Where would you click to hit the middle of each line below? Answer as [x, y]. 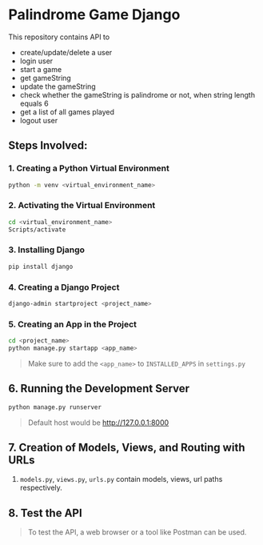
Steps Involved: [48, 146]
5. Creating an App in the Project [73, 324]
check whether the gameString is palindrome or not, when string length [137, 94]
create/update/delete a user [66, 52]
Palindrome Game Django [94, 15]
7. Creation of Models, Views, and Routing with [127, 448]
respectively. [41, 488]
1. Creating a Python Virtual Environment [89, 168]
